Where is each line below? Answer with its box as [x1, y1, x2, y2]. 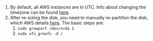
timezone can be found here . [10, 9, 70, 15]
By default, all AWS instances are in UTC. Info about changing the [10, 4, 146, 10]
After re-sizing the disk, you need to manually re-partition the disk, [10, 15, 148, 20]
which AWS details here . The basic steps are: [10, 20, 104, 26]
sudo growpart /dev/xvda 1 [17, 26, 74, 31]
